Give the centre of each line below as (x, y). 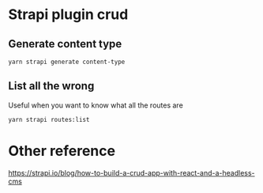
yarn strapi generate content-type (67, 62)
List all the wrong (51, 86)
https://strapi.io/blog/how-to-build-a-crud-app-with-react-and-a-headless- (131, 172)
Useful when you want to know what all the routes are (96, 105)
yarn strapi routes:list (49, 119)
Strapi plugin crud (68, 15)
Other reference (62, 151)
